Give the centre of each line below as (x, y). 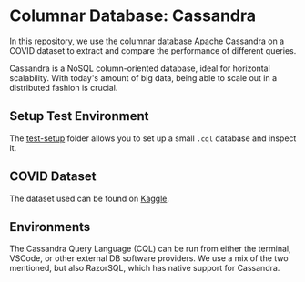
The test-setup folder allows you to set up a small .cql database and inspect (153, 138)
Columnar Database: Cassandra (133, 16)
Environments (50, 227)
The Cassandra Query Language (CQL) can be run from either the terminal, (150, 249)
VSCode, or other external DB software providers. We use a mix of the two (149, 258)
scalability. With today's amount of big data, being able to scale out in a (143, 77)
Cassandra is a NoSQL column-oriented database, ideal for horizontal (140, 68)
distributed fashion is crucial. (64, 87)
